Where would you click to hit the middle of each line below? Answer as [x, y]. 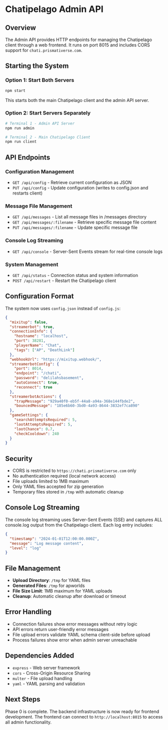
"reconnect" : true [33, 387]
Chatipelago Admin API [54, 9]
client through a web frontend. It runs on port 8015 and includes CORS [77, 45]
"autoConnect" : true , [36, 382]
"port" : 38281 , [30, 341]
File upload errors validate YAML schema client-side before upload [81, 634]
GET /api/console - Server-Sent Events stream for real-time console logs [87, 251]
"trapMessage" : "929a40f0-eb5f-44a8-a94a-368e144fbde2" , [75, 401]
